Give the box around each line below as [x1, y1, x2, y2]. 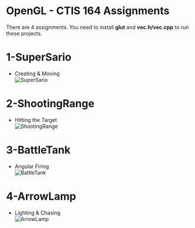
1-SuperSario [6, 51, 72, 64]
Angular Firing [14, 163, 49, 170]
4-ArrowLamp [6, 190, 76, 203]
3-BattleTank [6, 143, 70, 157]
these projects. [6, 29, 42, 37]
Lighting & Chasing [14, 209, 60, 216]
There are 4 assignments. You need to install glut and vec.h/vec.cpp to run [6, 24, 189, 31]
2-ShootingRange [6, 97, 95, 110]
